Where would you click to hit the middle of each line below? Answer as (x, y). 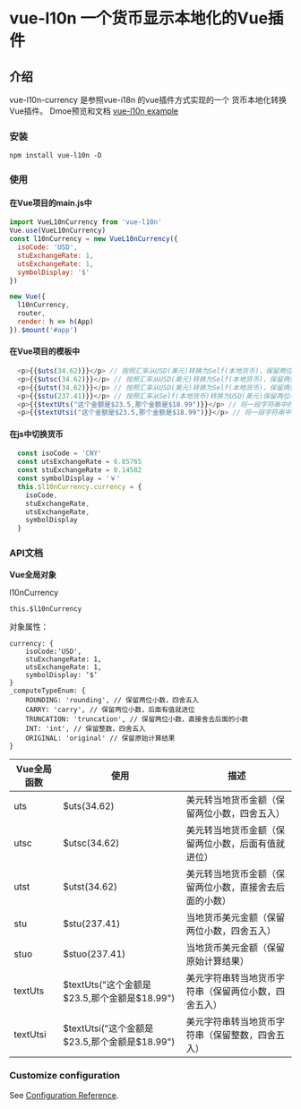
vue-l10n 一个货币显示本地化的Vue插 (146, 18)
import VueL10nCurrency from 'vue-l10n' (86, 222)
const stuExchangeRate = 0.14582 (80, 470)
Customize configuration (65, 1076)
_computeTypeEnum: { (48, 691)
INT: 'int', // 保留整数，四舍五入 (86, 728)
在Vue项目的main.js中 (51, 202)
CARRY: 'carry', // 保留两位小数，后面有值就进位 (110, 709)
